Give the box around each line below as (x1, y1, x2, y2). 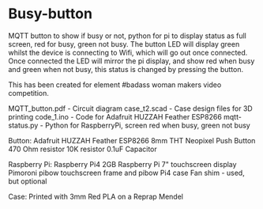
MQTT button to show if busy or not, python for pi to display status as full (8, 31, 246, 40)
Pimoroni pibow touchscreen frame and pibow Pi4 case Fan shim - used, (8, 168, 245, 177)
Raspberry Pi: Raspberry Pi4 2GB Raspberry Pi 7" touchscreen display (8, 159, 237, 169)
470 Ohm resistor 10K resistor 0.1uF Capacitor (8, 144, 158, 154)
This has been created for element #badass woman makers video (8, 80, 222, 89)
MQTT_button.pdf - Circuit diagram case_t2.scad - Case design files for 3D (8, 104, 253, 113)
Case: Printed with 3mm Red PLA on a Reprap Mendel (8, 192, 184, 201)
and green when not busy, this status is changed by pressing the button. (8, 64, 243, 74)
